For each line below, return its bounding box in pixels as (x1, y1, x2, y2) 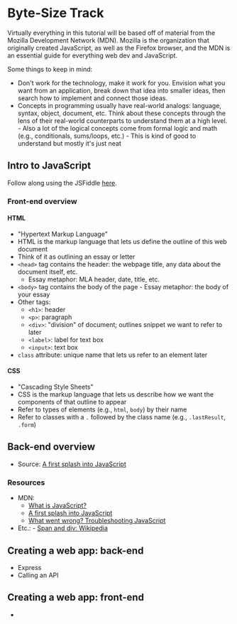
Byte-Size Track (7, 5, 104, 21)
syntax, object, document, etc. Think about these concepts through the (17, 109, 226, 117)
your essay (17, 290, 50, 298)
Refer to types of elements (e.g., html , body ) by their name (17, 405, 187, 414)
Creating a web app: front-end (7, 591, 144, 603)
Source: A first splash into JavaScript (17, 460, 126, 468)
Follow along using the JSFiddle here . (7, 178, 117, 187)
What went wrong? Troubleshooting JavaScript (28, 517, 166, 525)
